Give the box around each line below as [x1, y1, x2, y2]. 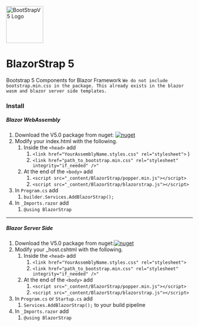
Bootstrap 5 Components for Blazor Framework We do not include [6, 76, 168, 83]
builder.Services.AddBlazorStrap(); [23, 194, 114, 200]
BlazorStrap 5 [6, 57, 75, 70]
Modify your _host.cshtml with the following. [14, 245, 123, 253]
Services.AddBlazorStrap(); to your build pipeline [23, 301, 146, 308]
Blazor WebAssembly [6, 116, 60, 124]
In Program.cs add [14, 186, 59, 194]
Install [6, 102, 25, 110]
